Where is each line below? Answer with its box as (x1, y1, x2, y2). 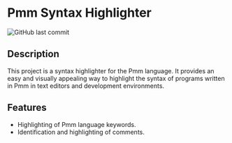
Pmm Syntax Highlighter (7, 5, 152, 21)
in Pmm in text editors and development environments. (7, 82, 165, 90)
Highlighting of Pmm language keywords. (17, 120, 136, 128)
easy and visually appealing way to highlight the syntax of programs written (7, 74, 225, 82)
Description (7, 48, 59, 60)
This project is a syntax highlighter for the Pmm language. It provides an (7, 66, 215, 75)
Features (7, 102, 47, 114)
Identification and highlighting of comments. (17, 128, 145, 136)
